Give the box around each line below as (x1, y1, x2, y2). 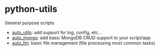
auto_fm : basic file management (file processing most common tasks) (11, 40, 156, 46)
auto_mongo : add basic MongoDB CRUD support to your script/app (11, 35, 151, 41)
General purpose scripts (4, 20, 54, 26)
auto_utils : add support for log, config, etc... (11, 29, 102, 35)
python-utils (4, 3, 58, 15)
